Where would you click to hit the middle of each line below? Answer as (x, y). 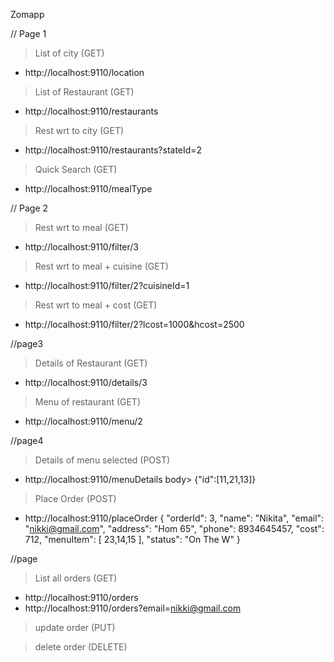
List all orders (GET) (76, 578)
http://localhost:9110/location (84, 72)
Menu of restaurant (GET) (88, 402)
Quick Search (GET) (76, 169)
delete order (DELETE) (81, 647)
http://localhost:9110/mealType (88, 188)
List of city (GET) (69, 53)
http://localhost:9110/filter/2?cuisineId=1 (107, 285)
